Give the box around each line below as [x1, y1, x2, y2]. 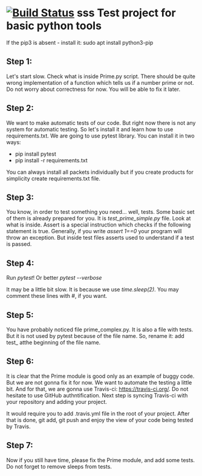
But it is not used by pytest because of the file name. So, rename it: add [6, 332, 184, 339]
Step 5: [6, 309, 34, 320]
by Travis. [6, 423, 31, 430]
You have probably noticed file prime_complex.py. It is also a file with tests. [6, 326, 194, 333]
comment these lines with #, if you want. [6, 293, 108, 300]
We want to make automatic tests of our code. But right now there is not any [6, 119, 196, 127]
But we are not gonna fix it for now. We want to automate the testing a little [6, 378, 192, 386]
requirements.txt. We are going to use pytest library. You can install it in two [6, 132, 195, 139]
